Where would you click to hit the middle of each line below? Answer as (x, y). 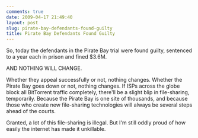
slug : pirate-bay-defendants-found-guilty (59, 28)
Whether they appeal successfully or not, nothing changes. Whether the (94, 80)
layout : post (22, 23)
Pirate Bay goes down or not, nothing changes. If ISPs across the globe (93, 86)
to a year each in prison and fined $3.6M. (57, 57)
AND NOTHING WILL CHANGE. (44, 68)
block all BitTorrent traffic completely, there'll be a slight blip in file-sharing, (98, 92)
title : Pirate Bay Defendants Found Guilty (61, 34)
